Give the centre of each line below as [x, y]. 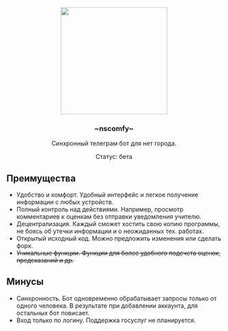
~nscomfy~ [114, 128]
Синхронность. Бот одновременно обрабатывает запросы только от [116, 298]
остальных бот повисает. [53, 312]
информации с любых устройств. [65, 202]
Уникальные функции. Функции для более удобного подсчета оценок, [118, 253]
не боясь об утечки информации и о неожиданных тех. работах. [110, 231]
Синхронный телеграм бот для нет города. [114, 143]
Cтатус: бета [114, 157]
